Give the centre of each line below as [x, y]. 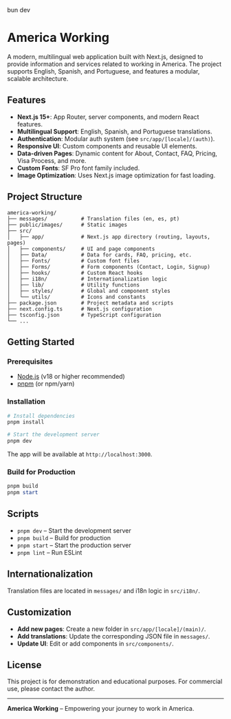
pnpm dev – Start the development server [74, 530]
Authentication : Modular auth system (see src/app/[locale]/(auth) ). [116, 139]
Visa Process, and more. [52, 160]
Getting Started [41, 342]
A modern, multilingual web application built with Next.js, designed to [105, 56]
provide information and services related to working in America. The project [114, 64]
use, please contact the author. [51, 689]
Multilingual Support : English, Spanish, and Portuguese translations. [114, 131]
